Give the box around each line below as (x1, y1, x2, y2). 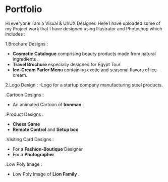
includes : (5, 31, 26, 37)
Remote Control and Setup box (12, 126, 79, 132)
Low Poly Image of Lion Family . (12, 171, 80, 177)
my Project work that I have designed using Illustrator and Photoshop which (5, 25, 162, 31)
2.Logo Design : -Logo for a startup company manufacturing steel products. (5, 82, 163, 88)
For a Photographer (12, 151, 54, 157)
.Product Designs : (5, 111, 44, 117)
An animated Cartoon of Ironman (12, 101, 82, 107)
